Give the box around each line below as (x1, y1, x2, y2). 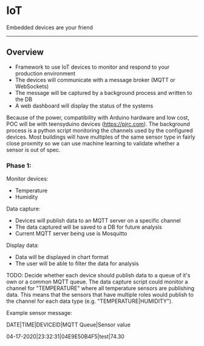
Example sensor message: (6, 310, 72, 317)
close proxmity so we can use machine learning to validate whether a (6, 139, 180, 147)
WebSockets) (15, 83, 49, 90)
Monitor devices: (6, 175, 49, 182)
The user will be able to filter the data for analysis (15, 260, 139, 268)
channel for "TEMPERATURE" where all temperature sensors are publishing (6, 285, 195, 292)
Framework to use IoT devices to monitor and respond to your (15, 63, 170, 71)
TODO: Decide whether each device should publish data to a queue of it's (6, 272, 191, 279)
